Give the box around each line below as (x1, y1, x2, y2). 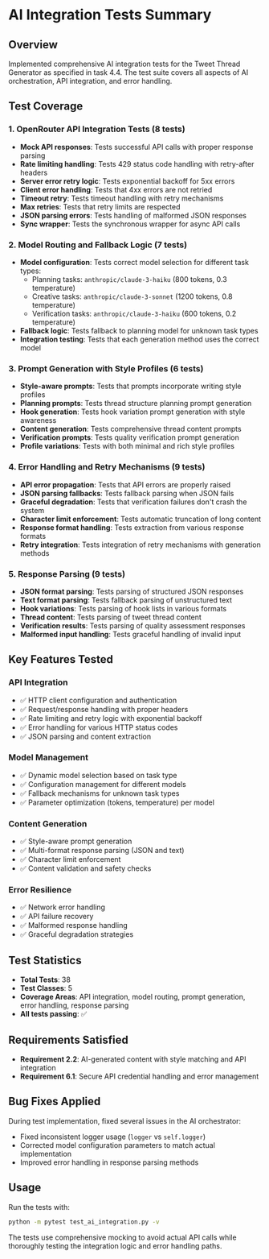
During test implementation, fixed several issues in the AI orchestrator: (8, 1116, 242, 1125)
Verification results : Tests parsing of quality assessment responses (19, 620, 246, 630)
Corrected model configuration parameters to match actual (19, 1140, 215, 1149)
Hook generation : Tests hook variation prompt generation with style (19, 407, 246, 416)
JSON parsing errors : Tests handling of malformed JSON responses (19, 210, 247, 220)
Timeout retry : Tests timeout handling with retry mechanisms (19, 193, 224, 203)
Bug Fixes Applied (8, 1095, 101, 1108)
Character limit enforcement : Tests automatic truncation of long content (19, 514, 262, 524)
